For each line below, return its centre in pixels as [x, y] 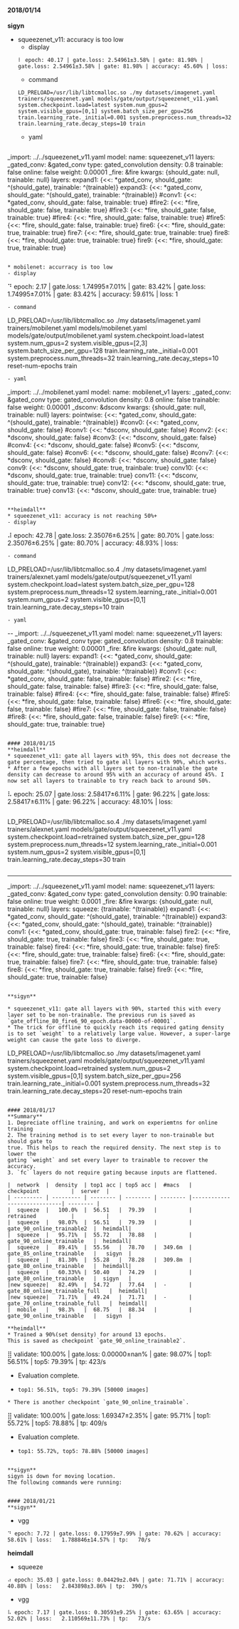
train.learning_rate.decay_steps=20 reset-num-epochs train [95, 1091]
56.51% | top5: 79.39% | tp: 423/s [57, 1362]
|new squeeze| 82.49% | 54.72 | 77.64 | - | [100, 1285]
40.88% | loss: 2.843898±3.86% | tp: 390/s [78, 1586]
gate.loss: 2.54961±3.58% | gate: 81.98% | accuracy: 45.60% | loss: [123, 67]
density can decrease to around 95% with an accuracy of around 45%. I [116, 775]
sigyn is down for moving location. [62, 1477]
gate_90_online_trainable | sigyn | [70, 1316]
